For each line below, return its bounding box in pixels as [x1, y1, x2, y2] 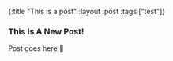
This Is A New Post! [8, 26, 85, 37]
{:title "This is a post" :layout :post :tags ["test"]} [8, 7, 166, 16]
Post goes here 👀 [8, 44, 65, 53]
